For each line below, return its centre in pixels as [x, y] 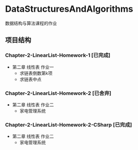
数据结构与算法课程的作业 [31, 23]
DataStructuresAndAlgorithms [69, 9]
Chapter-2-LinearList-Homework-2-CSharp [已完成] [69, 125]
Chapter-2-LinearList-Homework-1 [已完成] [58, 55]
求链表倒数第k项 [36, 73]
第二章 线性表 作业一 [33, 67]
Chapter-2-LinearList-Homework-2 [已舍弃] [58, 93]
